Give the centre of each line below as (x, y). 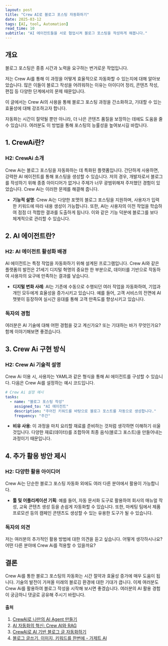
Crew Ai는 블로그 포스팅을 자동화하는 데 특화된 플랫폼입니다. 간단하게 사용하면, (82, 170)
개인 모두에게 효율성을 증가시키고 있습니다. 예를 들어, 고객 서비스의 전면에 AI (87, 293)
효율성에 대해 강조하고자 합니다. (36, 108)
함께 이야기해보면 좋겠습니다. (33, 332)
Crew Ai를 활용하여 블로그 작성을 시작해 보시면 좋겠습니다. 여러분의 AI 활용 (78, 589)
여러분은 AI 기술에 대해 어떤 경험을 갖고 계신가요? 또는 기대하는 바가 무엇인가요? (83, 326)
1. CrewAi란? (25, 143)
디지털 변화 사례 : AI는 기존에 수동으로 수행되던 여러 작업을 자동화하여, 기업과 (87, 287)
